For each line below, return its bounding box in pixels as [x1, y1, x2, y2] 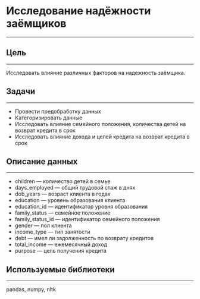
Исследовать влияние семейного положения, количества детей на [14, 120, 186, 127]
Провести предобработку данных [14, 108, 101, 115]
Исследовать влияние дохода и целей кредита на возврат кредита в [14, 133, 190, 140]
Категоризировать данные [14, 114, 83, 121]
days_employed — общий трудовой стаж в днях [14, 184, 136, 191]
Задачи [6, 86, 36, 96]
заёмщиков [6, 17, 67, 30]
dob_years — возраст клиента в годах [14, 190, 111, 197]
